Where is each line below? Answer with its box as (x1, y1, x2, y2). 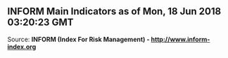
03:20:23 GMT (7, 17, 74, 29)
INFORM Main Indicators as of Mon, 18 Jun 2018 (7, 6, 222, 17)
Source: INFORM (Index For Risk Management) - (7, 35, 150, 43)
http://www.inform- (151, 35, 210, 43)
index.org (7, 42, 37, 51)
